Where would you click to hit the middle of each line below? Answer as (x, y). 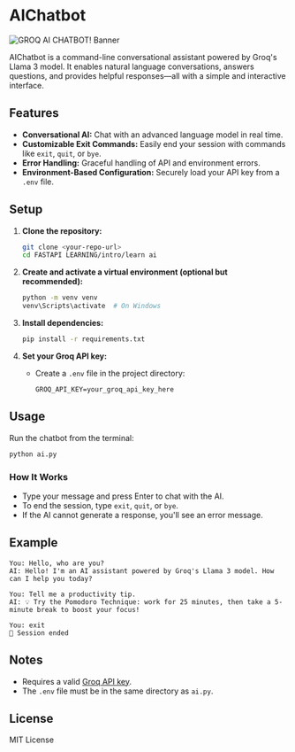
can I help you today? (51, 578)
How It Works (39, 477)
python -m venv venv (60, 298)
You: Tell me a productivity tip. (73, 594)
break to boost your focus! (88, 609)
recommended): (53, 282)
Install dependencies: (63, 323)
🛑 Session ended (39, 633)
